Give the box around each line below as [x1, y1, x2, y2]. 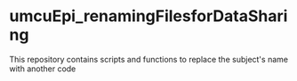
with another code [9, 63, 76, 74]
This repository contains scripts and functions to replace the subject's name [9, 54, 289, 64]
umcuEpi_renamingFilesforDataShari [9, 6, 288, 26]
